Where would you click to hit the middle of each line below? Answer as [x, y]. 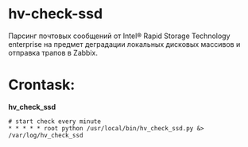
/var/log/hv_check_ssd [46, 135]
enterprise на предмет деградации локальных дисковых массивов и [124, 44]
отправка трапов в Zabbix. [53, 52]
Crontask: [42, 85]
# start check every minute [55, 121]
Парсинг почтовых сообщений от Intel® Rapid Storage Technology [119, 36]
